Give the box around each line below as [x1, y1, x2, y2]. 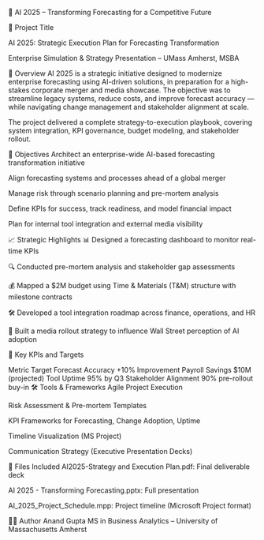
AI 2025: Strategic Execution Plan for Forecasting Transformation [8, 38, 220, 47]
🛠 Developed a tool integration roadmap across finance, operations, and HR [8, 308, 256, 317]
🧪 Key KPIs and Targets [8, 350, 84, 359]
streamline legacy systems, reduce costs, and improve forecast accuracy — [8, 94, 255, 103]
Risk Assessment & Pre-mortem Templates [8, 401, 147, 410]
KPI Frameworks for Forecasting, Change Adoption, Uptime [8, 416, 201, 426]
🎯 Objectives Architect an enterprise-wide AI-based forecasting [8, 150, 215, 159]
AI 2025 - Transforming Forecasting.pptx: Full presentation [8, 486, 199, 495]
